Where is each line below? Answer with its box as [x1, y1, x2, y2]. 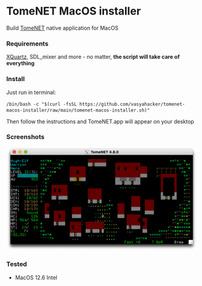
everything [6, 59, 35, 67]
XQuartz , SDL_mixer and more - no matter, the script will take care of [6, 53, 180, 61]
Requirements [6, 39, 49, 48]
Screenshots [6, 133, 45, 141]
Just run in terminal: [6, 88, 56, 96]
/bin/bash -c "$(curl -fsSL [6, 101, 77, 107]
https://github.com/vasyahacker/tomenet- [79, 101, 186, 107]
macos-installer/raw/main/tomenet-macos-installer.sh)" [6, 107, 150, 113]
